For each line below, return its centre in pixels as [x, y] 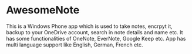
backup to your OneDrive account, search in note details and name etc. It [95, 32]
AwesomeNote [43, 10]
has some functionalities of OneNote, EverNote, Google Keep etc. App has [96, 38]
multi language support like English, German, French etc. [75, 45]
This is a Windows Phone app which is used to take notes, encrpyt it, [90, 26]
